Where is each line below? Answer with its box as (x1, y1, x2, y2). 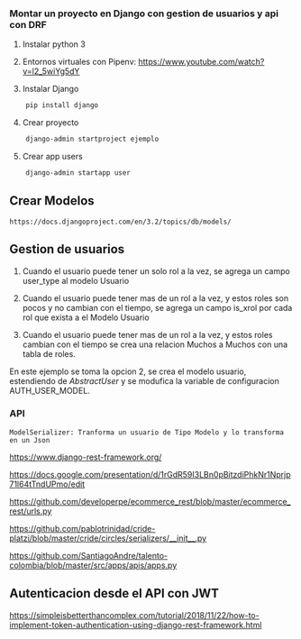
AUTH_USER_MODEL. (9, 385, 90, 396)
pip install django (25, 101, 99, 110)
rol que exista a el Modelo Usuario (22, 312, 150, 323)
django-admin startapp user (25, 169, 131, 178)
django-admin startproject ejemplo (25, 134, 160, 144)
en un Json (9, 435, 50, 444)
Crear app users (22, 151, 83, 162)
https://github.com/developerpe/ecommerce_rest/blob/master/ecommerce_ (9, 496, 291, 507)
